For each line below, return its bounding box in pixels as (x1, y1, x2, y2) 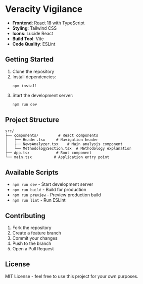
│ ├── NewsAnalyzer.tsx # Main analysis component (5, 142, 123, 147)
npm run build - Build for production (12, 187, 87, 193)
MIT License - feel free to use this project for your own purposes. (5, 273, 139, 279)
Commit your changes (12, 235, 58, 241)
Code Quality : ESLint (12, 41, 55, 47)
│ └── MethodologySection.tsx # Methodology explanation (5, 146, 132, 151)
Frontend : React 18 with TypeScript (12, 20, 85, 26)
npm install (12, 83, 37, 88)
